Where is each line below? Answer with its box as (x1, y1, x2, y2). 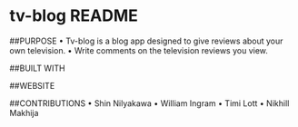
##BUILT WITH (9, 63, 65, 73)
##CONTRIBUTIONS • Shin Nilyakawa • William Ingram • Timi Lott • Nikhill (9, 97, 290, 109)
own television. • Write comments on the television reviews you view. (9, 44, 268, 55)
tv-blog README (9, 5, 138, 26)
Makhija (9, 107, 39, 118)
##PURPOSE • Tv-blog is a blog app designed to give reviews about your (9, 35, 283, 46)
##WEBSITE (9, 80, 55, 91)
